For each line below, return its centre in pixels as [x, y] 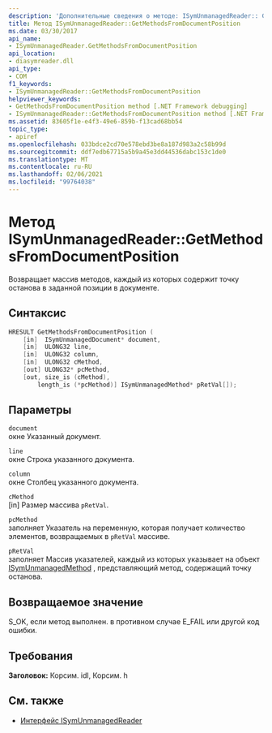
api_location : [32, 54]
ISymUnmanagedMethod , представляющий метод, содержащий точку [130, 568]
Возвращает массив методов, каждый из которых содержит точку [124, 279]
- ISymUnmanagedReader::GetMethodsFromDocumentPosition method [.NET [128, 114]
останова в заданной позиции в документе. [84, 287]
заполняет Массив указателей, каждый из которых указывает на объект [134, 559]
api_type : [25, 69]
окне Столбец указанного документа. [74, 482]
